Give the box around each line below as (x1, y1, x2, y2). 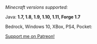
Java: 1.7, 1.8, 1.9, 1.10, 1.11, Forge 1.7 (5, 14, 80, 19)
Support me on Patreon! (5, 33, 55, 39)
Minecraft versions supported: (5, 4, 68, 10)
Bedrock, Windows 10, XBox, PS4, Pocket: (5, 23, 92, 29)
